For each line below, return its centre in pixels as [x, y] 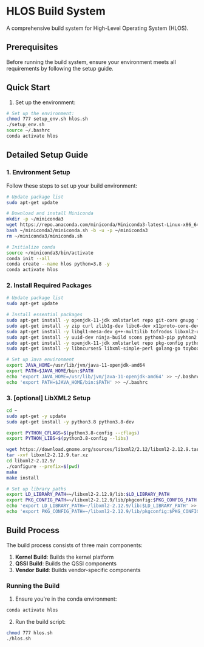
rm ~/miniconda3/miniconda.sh [45, 236]
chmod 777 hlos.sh [29, 633]
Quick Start [28, 87]
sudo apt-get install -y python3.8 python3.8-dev [70, 422]
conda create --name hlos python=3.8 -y [58, 264]
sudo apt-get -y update [36, 416]
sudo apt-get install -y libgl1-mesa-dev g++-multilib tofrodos [89, 331]
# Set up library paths [36, 489]
